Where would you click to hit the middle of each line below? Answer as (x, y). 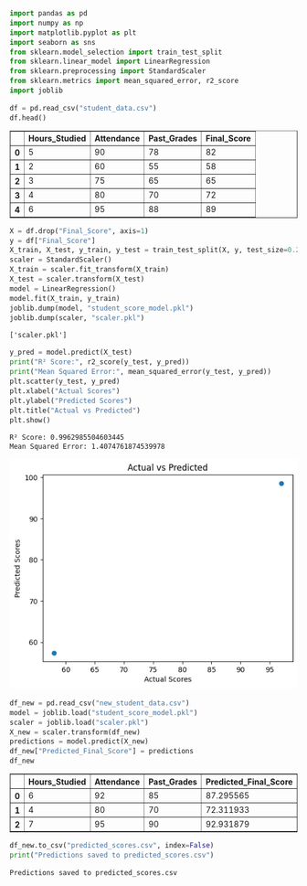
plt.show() (30, 420)
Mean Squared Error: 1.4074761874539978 (88, 447)
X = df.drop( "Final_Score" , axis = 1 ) (79, 231)
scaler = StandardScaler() (61, 260)
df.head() (28, 118)
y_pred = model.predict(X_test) (71, 352)
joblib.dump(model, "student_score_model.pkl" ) (102, 308)
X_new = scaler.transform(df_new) (75, 732)
